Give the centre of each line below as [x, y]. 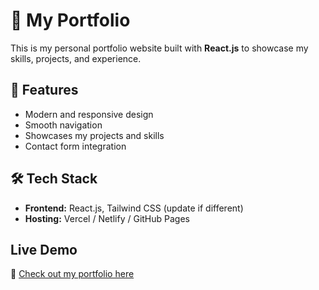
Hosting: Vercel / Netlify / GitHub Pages [107, 218]
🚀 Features [44, 90]
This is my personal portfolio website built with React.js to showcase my [159, 48]
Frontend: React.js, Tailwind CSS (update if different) [134, 208]
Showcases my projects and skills [94, 135]
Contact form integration [75, 146]
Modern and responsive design [89, 114]
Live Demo [44, 249]
